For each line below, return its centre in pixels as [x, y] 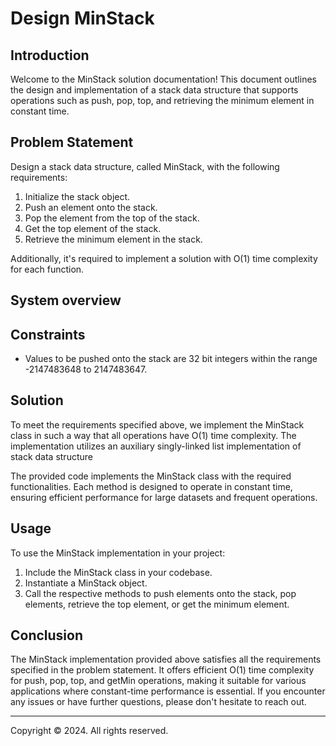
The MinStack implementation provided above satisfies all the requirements [166, 659]
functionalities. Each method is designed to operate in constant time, [151, 486]
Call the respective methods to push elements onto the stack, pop [160, 593]
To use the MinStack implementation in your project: [118, 553]
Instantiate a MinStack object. [86, 583]
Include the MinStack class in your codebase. [118, 572]
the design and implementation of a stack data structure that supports [154, 90]
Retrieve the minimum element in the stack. [113, 239]
